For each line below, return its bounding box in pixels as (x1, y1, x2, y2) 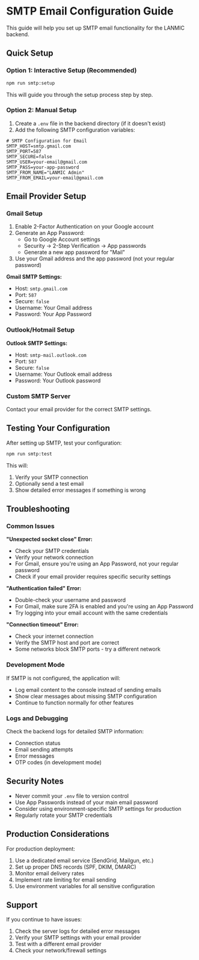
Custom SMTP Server (6, 391, 71, 400)
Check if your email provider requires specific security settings (14, 573, 171, 581)
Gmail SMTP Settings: (6, 273, 62, 280)
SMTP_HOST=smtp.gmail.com (6, 143, 71, 149)
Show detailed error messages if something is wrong (14, 486, 146, 494)
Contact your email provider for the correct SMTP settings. (6, 406, 152, 413)
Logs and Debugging (6, 714, 69, 723)
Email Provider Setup (6, 192, 87, 202)
